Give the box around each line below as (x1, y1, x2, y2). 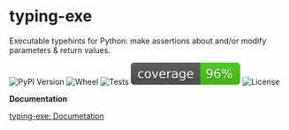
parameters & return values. (9, 44, 110, 55)
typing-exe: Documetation (9, 111, 104, 121)
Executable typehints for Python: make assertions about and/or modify (9, 35, 267, 46)
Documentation (9, 93, 68, 103)
